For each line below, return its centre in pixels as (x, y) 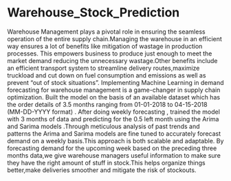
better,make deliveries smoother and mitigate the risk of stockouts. (102, 170)
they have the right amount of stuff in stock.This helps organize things (106, 162)
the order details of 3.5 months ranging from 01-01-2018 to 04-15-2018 (107, 104)
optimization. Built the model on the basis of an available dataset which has (114, 97)
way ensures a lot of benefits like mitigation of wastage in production (105, 46)
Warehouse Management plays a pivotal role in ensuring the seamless (106, 32)
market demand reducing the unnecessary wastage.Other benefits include (112, 60)
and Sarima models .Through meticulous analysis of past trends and (103, 126)
